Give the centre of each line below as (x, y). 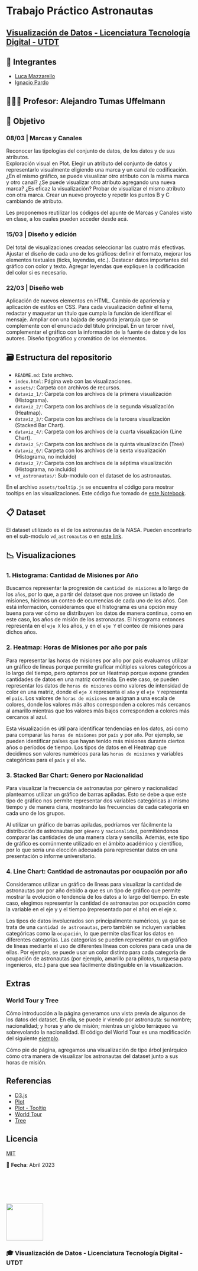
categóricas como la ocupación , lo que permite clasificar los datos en (90, 934)
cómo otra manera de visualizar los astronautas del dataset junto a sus (92, 1056)
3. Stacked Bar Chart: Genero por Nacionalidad (75, 775)
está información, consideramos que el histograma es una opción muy (92, 607)
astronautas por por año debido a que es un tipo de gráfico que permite (94, 891)
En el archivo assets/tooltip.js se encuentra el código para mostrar (90, 487)
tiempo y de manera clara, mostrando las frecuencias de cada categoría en (98, 807)
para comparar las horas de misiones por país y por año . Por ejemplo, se (95, 734)
